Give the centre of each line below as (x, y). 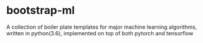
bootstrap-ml (41, 10)
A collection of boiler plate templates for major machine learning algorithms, (101, 27)
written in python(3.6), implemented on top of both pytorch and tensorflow (100, 33)
